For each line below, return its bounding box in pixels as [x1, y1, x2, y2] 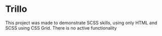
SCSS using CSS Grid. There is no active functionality [5, 25, 117, 31]
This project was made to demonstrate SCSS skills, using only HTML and [5, 20, 157, 26]
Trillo [5, 3, 27, 15]
